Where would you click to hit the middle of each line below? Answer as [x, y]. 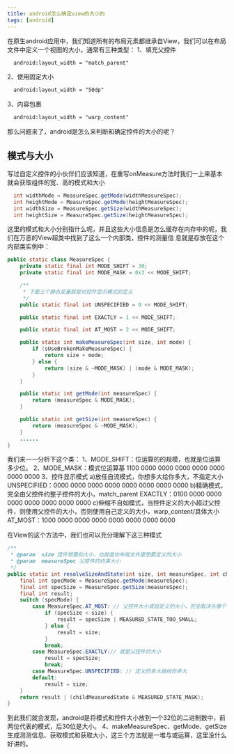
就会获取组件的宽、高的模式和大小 [56, 182]
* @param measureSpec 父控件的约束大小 [65, 561]
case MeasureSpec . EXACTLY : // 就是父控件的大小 [97, 652]
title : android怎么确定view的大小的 [56, 14]
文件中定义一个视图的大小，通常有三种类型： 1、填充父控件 [92, 49]
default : [45, 677]
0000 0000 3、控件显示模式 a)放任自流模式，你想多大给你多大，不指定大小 [116, 477]
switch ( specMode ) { [49, 600]
